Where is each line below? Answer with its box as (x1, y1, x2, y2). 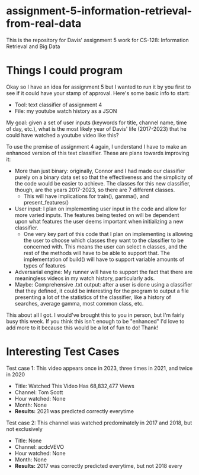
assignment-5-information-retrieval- (6, 4, 192, 18)
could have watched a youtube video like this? (6, 131, 119, 139)
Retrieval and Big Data (6, 43, 60, 50)
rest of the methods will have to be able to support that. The (23, 249, 171, 256)
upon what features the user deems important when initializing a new (14, 218, 184, 225)
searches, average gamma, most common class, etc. (14, 300, 144, 307)
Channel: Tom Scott (14, 388, 63, 396)
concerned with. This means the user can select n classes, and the (23, 243, 187, 250)
